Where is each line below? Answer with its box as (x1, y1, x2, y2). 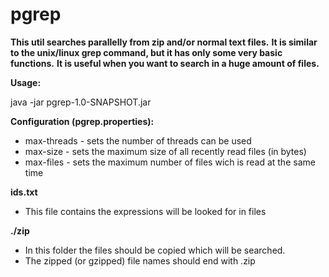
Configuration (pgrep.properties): (10, 115, 155, 127)
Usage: (10, 76, 42, 88)
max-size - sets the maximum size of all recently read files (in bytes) (24, 145, 307, 157)
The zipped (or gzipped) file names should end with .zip (24, 254, 256, 267)
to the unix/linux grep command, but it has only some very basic (10, 46, 283, 58)
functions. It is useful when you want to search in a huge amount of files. (10, 57, 320, 69)
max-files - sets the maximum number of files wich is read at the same (24, 156, 316, 168)
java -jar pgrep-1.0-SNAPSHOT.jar (10, 96, 152, 108)
